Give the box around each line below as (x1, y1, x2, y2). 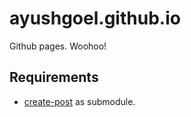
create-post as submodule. (23, 95, 136, 107)
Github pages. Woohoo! (9, 40, 107, 52)
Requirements (9, 69, 99, 86)
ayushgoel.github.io (9, 7, 181, 30)
